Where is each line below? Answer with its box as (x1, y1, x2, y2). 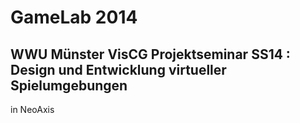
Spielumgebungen (10, 77, 128, 94)
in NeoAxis (10, 104, 55, 115)
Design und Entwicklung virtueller (10, 61, 227, 78)
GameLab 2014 (10, 6, 138, 29)
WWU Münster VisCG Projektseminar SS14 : (10, 46, 291, 63)
